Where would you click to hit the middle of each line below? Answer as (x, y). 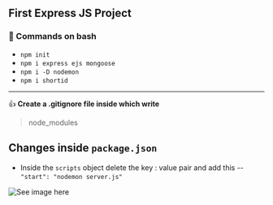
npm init (35, 55)
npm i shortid (44, 80)
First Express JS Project (70, 13)
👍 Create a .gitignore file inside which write (84, 104)
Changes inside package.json (83, 148)
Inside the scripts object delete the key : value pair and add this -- (132, 167)
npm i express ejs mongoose (67, 63)
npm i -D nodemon (50, 72)
